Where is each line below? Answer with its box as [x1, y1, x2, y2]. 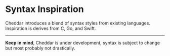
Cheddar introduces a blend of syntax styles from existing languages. [5, 20, 151, 26]
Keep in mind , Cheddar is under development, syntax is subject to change [5, 39, 160, 45]
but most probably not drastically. [5, 45, 75, 51]
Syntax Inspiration [5, 3, 84, 15]
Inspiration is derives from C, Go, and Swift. [5, 25, 96, 31]
